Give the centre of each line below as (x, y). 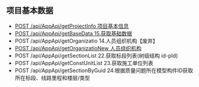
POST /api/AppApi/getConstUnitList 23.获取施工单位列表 (84, 63)
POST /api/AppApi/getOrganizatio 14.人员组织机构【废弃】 (86, 41)
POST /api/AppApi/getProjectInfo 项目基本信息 (72, 26)
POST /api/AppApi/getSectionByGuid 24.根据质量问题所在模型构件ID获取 (104, 70)
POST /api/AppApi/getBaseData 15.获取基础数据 (73, 33)
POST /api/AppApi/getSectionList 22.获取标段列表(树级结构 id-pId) (96, 56)
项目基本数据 (30, 11)
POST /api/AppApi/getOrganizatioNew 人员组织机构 (78, 48)
